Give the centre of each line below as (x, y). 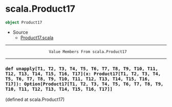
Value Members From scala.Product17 (88, 51)
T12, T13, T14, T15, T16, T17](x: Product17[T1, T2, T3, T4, (83, 74)
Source (20, 32)
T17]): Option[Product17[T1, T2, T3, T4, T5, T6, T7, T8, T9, (84, 84)
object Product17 (24, 22)
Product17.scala (37, 37)
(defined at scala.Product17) (35, 99)
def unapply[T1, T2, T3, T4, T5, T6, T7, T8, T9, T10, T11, (82, 69)
